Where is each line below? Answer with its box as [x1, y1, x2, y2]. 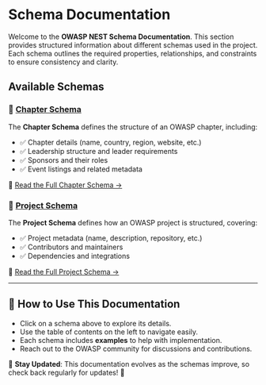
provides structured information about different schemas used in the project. [8, 40, 258, 49]
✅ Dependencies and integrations [19, 251, 131, 260]
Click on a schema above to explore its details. [19, 318, 172, 328]
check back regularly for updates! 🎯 [8, 368, 125, 377]
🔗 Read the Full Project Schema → [8, 267, 120, 276]
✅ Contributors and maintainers [19, 242, 123, 252]
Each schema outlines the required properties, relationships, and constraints [8, 48, 257, 58]
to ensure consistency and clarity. [8, 57, 119, 67]
